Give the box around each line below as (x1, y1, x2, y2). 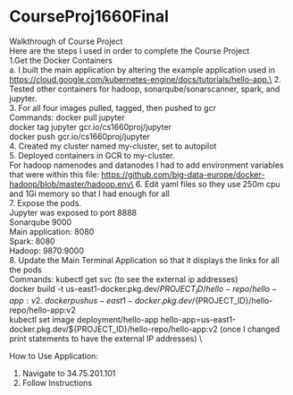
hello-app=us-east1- (160, 313, 237, 324)
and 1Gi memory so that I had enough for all (9, 188, 170, 199)
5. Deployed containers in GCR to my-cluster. (9, 150, 176, 160)
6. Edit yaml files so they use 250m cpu (135, 178, 280, 189)
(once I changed (219, 323, 280, 334)
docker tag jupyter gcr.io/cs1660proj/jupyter (9, 121, 172, 132)
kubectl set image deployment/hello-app (9, 313, 159, 324)
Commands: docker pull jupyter (9, 112, 125, 123)
